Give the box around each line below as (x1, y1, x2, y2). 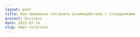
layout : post (5, 7, 31, 12)
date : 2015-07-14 (5, 20, 40, 25)
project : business (5, 16, 42, 21)
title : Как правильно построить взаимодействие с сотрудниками (5, 12, 136, 16)
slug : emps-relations (5, 25, 49, 30)
